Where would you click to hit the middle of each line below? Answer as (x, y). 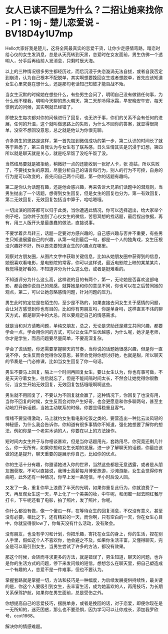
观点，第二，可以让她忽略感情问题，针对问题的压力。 (60, 292)
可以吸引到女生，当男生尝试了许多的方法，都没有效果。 (71, 546)
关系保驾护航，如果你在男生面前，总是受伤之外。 (55, 592)
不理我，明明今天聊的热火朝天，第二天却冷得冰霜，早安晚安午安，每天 (90, 100)
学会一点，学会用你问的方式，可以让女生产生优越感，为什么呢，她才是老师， (84, 332)
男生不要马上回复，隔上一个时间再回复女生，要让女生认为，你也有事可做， (82, 372)
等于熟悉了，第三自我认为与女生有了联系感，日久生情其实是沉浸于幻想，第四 (84, 147)
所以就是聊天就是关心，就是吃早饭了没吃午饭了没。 (58, 153)
